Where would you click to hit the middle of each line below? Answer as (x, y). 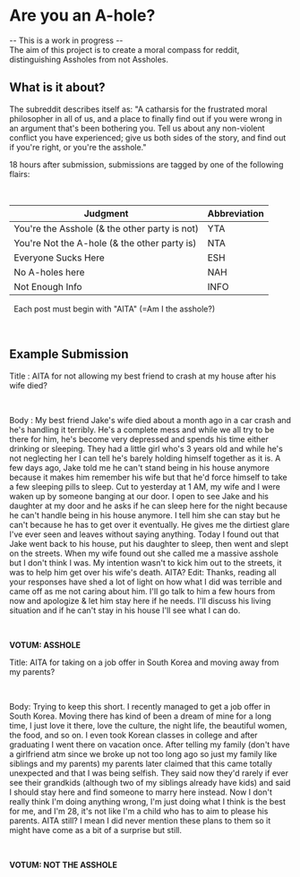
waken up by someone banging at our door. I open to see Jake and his (139, 496)
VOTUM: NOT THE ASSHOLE (64, 864)
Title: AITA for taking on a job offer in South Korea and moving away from (144, 662)
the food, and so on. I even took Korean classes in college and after (133, 735)
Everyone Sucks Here (59, 258)
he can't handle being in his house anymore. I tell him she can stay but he (145, 515)
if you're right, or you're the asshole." (78, 147)
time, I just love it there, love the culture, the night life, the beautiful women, (148, 725)
